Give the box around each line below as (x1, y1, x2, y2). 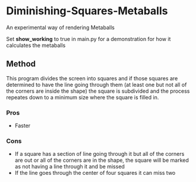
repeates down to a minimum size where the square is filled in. (6, 93, 159, 101)
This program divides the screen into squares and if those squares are (6, 74, 178, 81)
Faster (14, 122, 31, 129)
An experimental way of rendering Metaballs (6, 24, 115, 31)
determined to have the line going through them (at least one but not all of (6, 81, 187, 88)
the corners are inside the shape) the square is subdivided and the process (6, 87, 190, 95)
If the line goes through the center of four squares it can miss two (14, 170, 176, 177)
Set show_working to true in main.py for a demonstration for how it (6, 35, 171, 42)
